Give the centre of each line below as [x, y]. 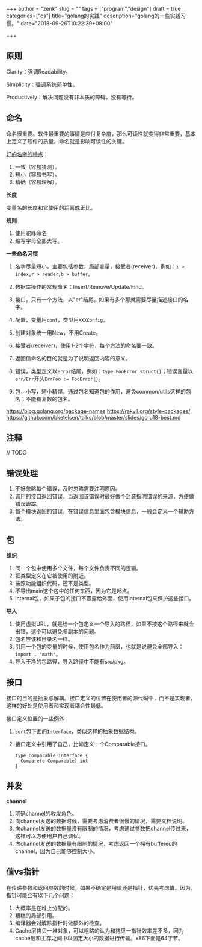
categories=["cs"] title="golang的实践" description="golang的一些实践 [93, 16]
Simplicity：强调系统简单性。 [42, 84]
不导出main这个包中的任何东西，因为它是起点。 [74, 591]
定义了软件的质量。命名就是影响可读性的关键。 [69, 141]
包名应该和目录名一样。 [44, 639]
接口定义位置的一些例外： [38, 718]
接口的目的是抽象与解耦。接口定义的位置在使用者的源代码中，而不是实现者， [101, 698]
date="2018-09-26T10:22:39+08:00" [67, 23]
